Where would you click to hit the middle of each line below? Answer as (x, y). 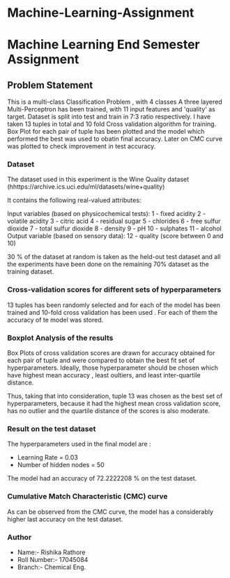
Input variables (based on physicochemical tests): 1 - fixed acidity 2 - (106, 214)
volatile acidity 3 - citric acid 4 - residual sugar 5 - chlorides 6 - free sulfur (114, 221)
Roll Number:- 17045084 (53, 559)
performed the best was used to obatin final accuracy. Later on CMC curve (115, 139)
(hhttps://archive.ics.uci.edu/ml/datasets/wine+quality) (86, 187)
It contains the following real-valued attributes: (74, 201)
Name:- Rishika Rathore (51, 552)
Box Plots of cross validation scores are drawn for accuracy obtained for (111, 353)
